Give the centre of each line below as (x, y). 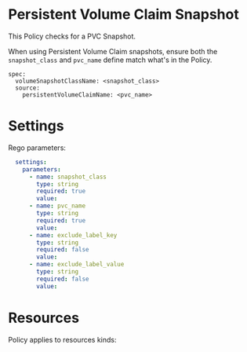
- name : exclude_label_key (73, 235)
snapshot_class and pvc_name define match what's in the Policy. (110, 60)
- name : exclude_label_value (76, 265)
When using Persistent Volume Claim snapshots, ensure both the (113, 51)
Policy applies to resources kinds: (62, 339)
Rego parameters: (37, 148)
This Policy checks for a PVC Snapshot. (72, 36)
